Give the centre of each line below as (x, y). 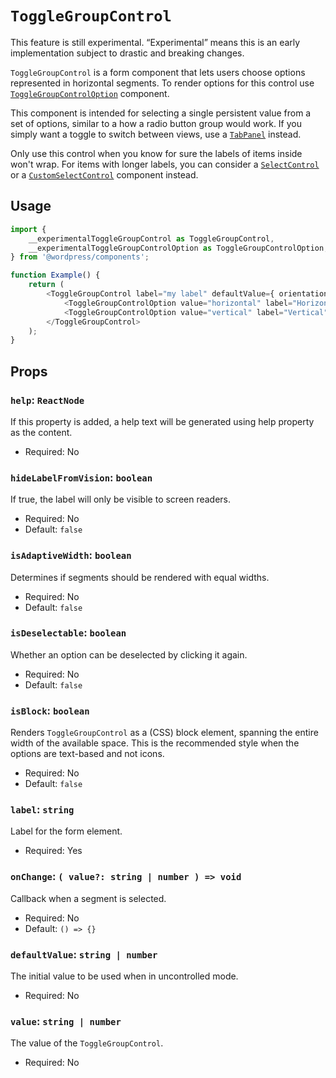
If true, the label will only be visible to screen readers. (121, 499)
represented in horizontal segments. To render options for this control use (162, 83)
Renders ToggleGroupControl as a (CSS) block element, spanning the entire (164, 733)
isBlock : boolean (50, 710)
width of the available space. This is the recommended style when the (155, 743)
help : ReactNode (47, 400)
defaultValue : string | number (84, 954)
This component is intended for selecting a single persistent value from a (161, 113)
